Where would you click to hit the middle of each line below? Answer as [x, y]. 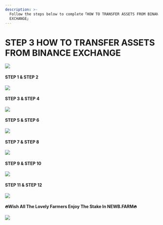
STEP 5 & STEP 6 [22, 120]
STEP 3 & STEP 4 [22, 99]
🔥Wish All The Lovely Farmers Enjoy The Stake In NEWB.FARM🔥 [71, 207]
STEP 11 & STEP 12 [24, 185]
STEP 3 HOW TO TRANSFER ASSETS [80, 42]
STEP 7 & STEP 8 [22, 142]
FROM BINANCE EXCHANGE [63, 53]
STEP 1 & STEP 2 [22, 77]
